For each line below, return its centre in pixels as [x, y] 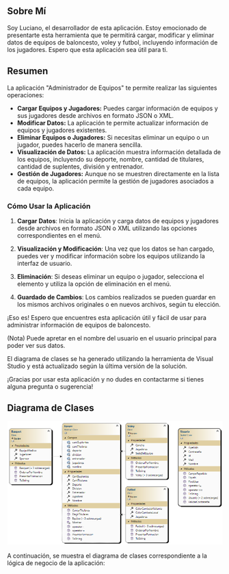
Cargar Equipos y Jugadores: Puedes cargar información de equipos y [118, 108]
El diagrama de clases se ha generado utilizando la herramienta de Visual [110, 358]
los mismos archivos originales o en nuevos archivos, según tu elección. [119, 304]
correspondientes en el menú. [59, 235]
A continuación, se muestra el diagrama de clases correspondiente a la [107, 556]
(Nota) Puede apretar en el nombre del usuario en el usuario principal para [112, 338]
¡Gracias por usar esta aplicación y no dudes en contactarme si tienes [106, 379]
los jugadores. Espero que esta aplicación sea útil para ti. [87, 49]
